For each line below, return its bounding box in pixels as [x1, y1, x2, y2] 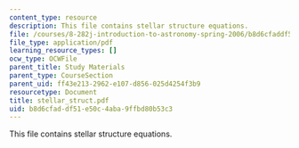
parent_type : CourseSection [9, 71, 114, 80]
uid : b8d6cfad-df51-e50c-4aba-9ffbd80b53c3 [9, 104, 174, 113]
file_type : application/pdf [9, 37, 114, 47]
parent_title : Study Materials [9, 63, 125, 72]
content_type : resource [9, 12, 98, 22]
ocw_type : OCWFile [9, 54, 77, 63]
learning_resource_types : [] [9, 46, 117, 55]
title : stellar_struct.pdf [9, 95, 109, 105]
